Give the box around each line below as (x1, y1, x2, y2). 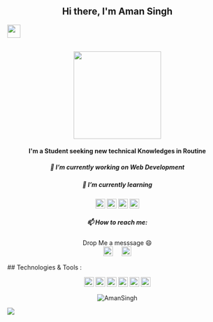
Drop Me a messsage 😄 (82, 238, 152, 247)
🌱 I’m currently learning (82, 181, 152, 189)
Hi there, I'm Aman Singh (61, 6, 173, 17)
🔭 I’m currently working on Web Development (50, 163, 185, 171)
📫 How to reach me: (87, 218, 148, 227)
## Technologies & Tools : (7, 262, 82, 272)
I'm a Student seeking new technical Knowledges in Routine (29, 147, 206, 155)
